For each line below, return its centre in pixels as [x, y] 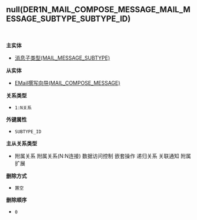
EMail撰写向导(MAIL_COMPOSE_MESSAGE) [67, 83]
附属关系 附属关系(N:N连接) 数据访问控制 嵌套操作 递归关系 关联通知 [97, 156]
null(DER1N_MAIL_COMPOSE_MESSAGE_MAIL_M [98, 10]
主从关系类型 [21, 143]
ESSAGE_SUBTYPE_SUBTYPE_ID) [69, 19]
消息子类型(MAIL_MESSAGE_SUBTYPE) [62, 58]
